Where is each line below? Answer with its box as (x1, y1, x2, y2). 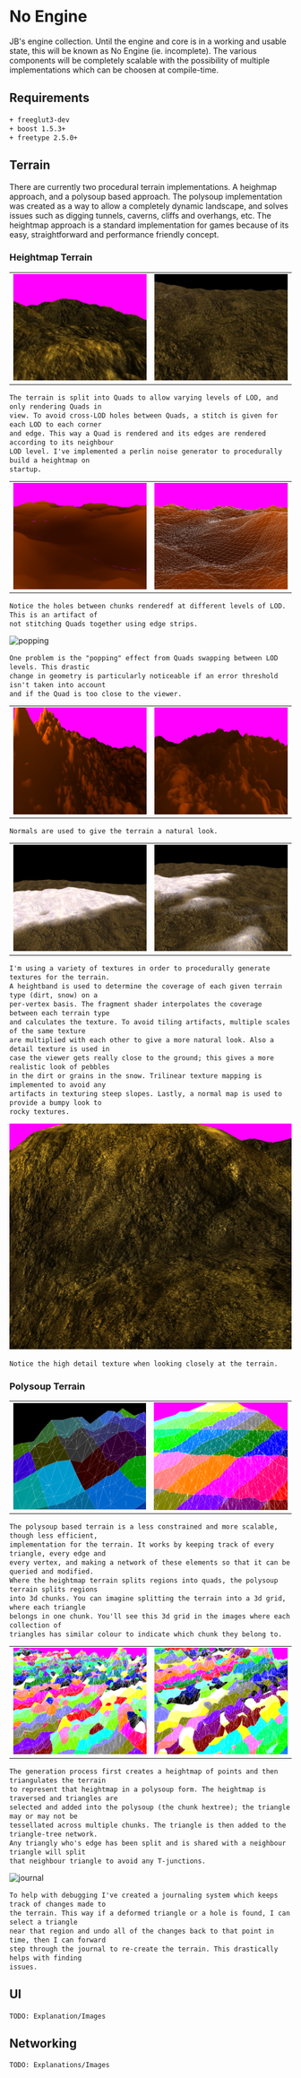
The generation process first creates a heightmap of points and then (9, 1767, 279, 1776)
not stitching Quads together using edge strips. (9, 620, 199, 629)
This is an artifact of (9, 611, 99, 620)
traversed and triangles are (9, 1794, 118, 1803)
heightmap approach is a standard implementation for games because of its (9, 220, 289, 230)
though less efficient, (9, 1531, 99, 1540)
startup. (9, 464, 42, 474)
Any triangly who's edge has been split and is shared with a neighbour (9, 1839, 287, 1848)
